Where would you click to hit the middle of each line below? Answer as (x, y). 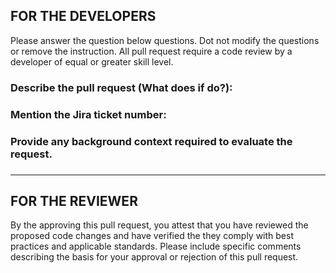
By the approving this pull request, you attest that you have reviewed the (159, 225)
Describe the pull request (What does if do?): (121, 87)
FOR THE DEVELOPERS (83, 16)
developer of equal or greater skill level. (92, 61)
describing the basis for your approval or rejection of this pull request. (154, 257)
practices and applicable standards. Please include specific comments (156, 246)
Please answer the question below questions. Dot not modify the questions (165, 40)
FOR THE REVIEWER (74, 200)
